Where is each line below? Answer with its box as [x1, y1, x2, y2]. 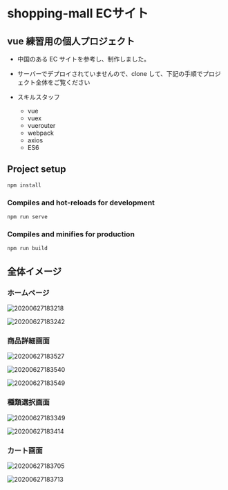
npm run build [7, 245, 48, 252]
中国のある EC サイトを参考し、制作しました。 [17, 55, 151, 63]
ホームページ [7, 288, 50, 297]
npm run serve [7, 214, 48, 220]
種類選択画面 [7, 397, 50, 407]
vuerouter [27, 122, 56, 129]
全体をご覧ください [35, 78, 91, 86]
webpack [27, 129, 54, 137]
